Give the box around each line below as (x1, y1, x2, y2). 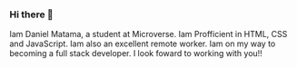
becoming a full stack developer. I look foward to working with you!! (9, 48, 263, 59)
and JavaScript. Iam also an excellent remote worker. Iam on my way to (9, 38, 276, 49)
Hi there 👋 (9, 8, 54, 21)
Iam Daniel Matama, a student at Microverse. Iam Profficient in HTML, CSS (9, 29, 288, 40)
